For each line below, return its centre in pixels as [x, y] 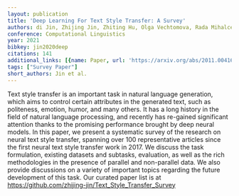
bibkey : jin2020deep [38, 47]
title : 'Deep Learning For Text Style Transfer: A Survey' [97, 21]
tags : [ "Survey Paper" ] [43, 67]
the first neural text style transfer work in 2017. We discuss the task [106, 147]
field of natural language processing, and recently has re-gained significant [118, 117]
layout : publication [38, 14]
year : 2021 [23, 41]
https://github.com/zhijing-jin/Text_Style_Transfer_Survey [91, 185]
